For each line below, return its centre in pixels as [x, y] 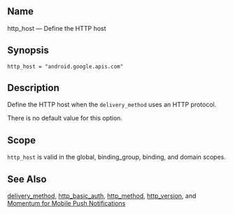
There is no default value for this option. [65, 118]
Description [33, 88]
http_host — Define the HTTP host [57, 28]
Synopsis [28, 51]
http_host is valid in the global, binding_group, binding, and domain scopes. [116, 157]
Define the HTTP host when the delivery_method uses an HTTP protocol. [112, 105]
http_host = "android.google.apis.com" [65, 66]
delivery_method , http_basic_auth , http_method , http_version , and [102, 196]
